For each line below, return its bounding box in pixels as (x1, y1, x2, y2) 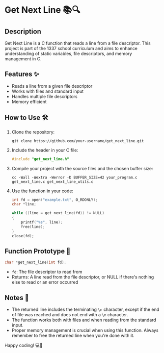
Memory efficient (11, 99, 47, 104)
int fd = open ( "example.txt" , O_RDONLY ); (11, 197, 98, 202)
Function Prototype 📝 (4, 247, 71, 255)
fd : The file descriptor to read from (11, 269, 82, 275)
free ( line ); (21, 224, 45, 229)
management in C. (4, 56, 42, 62)
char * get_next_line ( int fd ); (4, 260, 67, 265)
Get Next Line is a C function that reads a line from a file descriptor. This (4, 40, 151, 46)
